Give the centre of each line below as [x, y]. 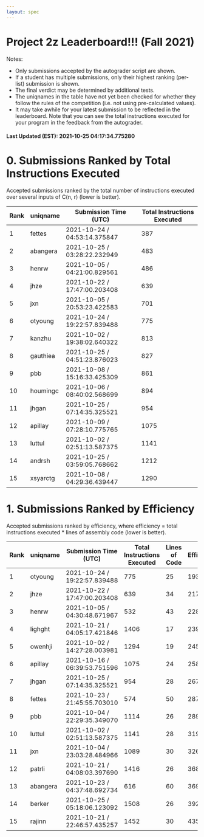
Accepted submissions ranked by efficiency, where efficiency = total [92, 526]
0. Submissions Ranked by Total [89, 161]
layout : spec [23, 12]
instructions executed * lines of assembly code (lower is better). [87, 532]
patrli [38, 769]
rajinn [38, 821]
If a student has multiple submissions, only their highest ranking [95, 77]
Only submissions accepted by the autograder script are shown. [95, 71]
